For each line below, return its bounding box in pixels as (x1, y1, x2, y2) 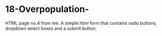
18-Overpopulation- (5, 3, 89, 15)
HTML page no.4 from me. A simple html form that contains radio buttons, (5, 20, 157, 26)
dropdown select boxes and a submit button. (5, 25, 97, 31)
